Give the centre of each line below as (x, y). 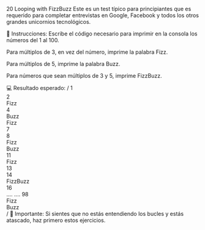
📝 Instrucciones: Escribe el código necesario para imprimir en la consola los (102, 34)
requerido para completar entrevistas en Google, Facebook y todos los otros (102, 15)
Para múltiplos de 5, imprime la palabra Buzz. (63, 64)
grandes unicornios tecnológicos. (49, 22)
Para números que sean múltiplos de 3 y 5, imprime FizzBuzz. (84, 76)
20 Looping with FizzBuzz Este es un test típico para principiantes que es (99, 9)
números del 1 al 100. (33, 40)
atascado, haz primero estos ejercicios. (56, 220)
